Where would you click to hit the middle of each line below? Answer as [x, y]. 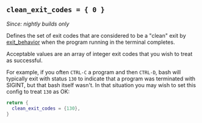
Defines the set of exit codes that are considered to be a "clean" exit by [96, 35]
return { [17, 103]
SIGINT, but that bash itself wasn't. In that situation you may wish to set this [101, 85]
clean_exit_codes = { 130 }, [46, 108]
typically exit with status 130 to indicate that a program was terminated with [101, 79]
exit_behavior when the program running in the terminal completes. [91, 42]
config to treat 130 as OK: [38, 91]
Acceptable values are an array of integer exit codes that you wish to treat [99, 54]
